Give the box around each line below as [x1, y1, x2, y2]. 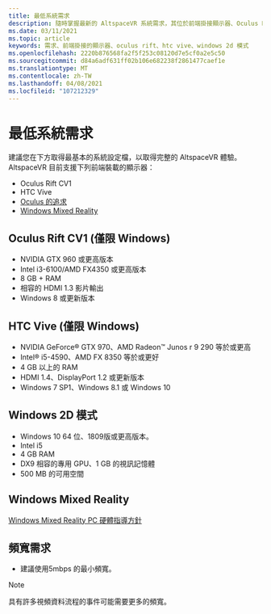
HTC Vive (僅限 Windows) [8, 319, 140, 333]
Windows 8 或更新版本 [19, 293, 95, 303]
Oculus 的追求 [19, 197, 67, 207]
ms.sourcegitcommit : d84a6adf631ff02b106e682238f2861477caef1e [8, 57, 226, 65]
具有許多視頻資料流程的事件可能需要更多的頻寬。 [8, 597, 171, 607]
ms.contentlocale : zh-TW [8, 72, 92, 80]
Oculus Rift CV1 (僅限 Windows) [8, 231, 171, 245]
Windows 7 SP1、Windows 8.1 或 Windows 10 [19, 382, 171, 392]
